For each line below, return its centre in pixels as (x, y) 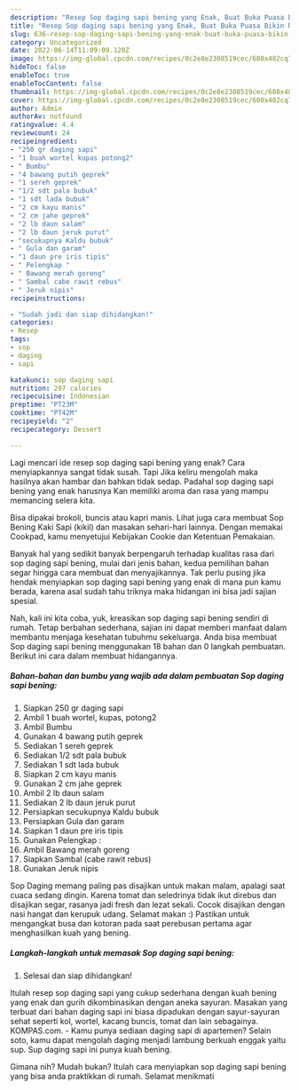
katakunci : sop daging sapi (62, 380)
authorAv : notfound (46, 116)
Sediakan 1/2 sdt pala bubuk (75, 755)
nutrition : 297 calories (56, 388)
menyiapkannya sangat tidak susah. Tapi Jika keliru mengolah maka (134, 472)
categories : (32, 322)
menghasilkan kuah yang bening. (71, 933)
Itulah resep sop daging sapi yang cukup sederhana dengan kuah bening (144, 992)
